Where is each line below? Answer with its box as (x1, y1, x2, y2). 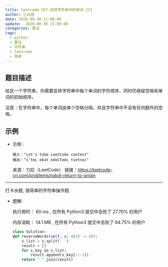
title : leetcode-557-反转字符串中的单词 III (5, 7, 92, 12)
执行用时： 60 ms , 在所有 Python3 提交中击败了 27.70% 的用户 (12, 208, 142, 214)
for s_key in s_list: (21, 248, 66, 253)
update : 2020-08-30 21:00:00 (5, 21, 68, 26)
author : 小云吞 (5, 12, 34, 17)
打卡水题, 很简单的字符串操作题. (5, 187, 71, 193)
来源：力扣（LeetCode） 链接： (12, 167, 78, 172)
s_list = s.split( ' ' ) (21, 238, 69, 243)
